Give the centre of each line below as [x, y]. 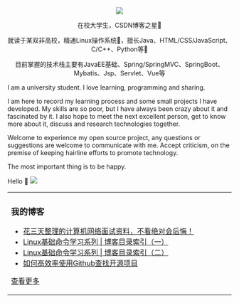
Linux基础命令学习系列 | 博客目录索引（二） [96, 253]
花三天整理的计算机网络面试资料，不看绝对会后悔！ [108, 231]
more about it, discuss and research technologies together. [94, 124]
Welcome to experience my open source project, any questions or [104, 138]
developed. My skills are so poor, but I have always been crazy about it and [118, 109]
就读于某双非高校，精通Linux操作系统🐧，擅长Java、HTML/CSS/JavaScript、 [119, 40]
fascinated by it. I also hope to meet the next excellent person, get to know [117, 116]
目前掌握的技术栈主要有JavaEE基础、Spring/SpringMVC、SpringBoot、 [119, 64]
